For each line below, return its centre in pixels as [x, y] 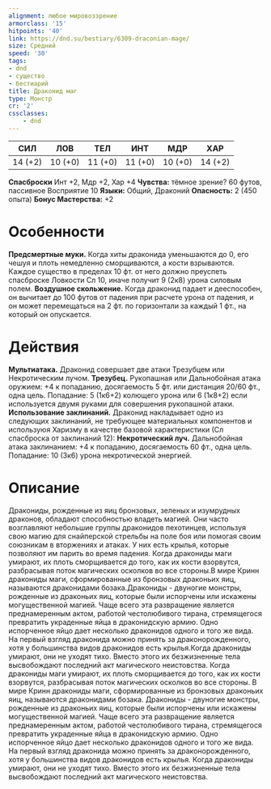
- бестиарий [28, 83]
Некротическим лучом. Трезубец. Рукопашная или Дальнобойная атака [135, 378]
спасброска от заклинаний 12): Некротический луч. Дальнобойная [126, 438]
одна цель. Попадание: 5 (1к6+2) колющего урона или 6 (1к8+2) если [128, 395]
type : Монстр [30, 99]
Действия [44, 347]
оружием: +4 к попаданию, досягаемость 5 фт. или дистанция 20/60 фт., [134, 386]
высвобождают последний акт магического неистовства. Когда [119, 665]
